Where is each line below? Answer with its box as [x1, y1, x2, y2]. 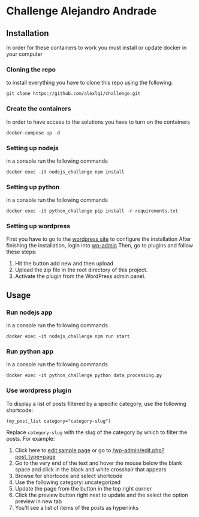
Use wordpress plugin [6, 386, 72, 395]
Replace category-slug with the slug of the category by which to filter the [6, 428, 188, 436]
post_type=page [14, 453, 56, 460]
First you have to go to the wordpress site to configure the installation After [6, 235, 192, 243]
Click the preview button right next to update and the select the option [14, 491, 189, 498]
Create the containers [6, 104, 71, 113]
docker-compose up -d [6, 130, 61, 136]
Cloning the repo [6, 65, 56, 73]
